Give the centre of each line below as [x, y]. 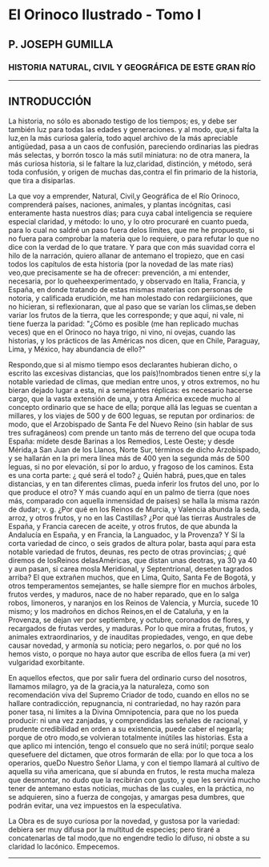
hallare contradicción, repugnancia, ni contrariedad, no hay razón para [124, 703]
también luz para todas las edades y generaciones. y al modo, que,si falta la [134, 129]
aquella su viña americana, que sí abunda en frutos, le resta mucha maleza [132, 771]
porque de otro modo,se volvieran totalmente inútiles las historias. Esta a [128, 737]
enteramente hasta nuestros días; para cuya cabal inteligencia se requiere [130, 213]
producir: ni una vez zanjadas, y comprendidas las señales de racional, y [128, 720]
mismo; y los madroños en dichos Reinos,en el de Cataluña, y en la [119, 611]
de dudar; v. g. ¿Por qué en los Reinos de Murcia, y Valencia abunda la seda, [134, 509]
